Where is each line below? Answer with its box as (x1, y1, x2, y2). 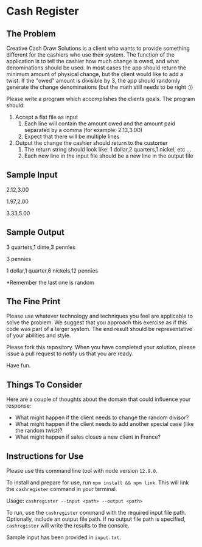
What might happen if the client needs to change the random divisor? (15, 414, 189, 421)
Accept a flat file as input (15, 114, 78, 120)
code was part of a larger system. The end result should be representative (6, 326, 193, 333)
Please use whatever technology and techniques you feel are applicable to (6, 312, 193, 320)
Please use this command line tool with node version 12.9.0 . (6, 467, 158, 475)
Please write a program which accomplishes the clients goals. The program (6, 96, 195, 102)
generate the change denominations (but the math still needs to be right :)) (6, 83, 193, 91)
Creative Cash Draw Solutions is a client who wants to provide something (6, 44, 190, 52)
